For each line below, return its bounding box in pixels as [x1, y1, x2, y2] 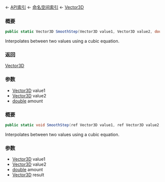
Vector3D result [12, 172, 44, 178]
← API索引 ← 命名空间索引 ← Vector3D [5, 4, 84, 10]
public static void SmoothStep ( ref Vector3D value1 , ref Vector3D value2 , [5, 122, 162, 128]
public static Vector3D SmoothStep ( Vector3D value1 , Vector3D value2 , [5, 29, 153, 34]
